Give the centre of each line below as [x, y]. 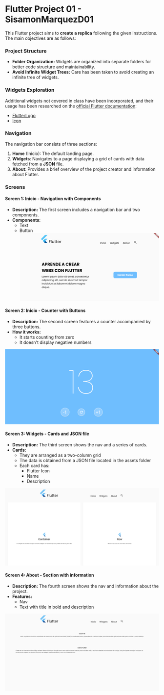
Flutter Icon [38, 471]
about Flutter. [25, 174]
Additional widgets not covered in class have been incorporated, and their [79, 101]
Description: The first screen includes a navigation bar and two [76, 209]
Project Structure [26, 51]
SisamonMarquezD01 [49, 19]
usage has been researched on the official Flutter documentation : [71, 106]
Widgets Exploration [30, 90]
